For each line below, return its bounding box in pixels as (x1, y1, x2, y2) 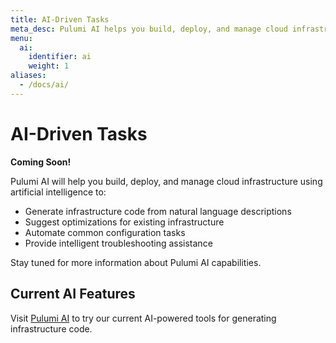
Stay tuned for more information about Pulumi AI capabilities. (10, 256, 262, 268)
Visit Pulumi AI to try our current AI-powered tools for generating (10, 312, 277, 324)
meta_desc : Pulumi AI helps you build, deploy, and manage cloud (10, 24, 288, 34)
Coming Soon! (10, 156, 72, 168)
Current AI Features (10, 286, 136, 303)
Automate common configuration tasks (24, 226, 186, 238)
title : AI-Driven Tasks (10, 14, 110, 25)
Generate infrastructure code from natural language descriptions (24, 205, 292, 217)
